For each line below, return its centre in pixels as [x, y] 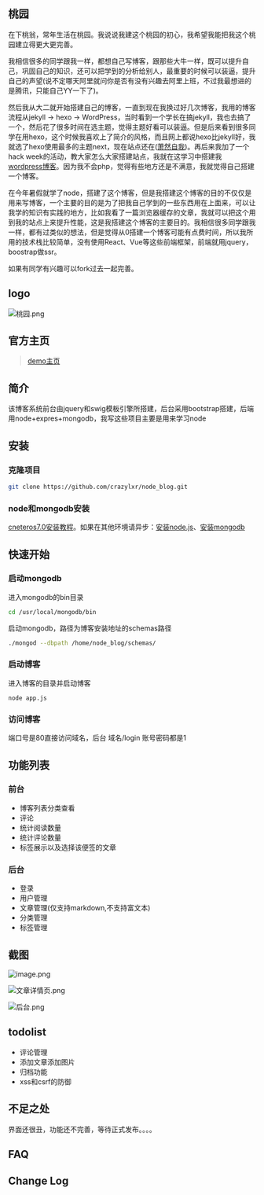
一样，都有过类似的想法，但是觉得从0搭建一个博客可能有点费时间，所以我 [127, 232]
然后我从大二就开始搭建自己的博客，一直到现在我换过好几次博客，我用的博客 [132, 107]
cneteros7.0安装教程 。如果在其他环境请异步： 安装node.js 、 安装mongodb [126, 527]
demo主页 [44, 361]
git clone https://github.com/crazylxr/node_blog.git [98, 487]
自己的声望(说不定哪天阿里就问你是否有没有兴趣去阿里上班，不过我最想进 [126, 80]
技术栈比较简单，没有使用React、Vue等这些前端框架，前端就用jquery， [137, 241]
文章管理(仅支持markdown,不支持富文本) [85, 908]
